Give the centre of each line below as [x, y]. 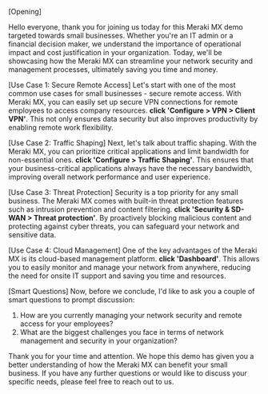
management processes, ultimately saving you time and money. [113, 70]
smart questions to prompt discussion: [72, 300]
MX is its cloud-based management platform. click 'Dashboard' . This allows [134, 259]
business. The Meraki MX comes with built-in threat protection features [126, 201]
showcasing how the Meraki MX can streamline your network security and [131, 61]
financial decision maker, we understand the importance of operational [125, 44]
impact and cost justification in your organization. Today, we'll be [115, 52]
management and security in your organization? [98, 340]
